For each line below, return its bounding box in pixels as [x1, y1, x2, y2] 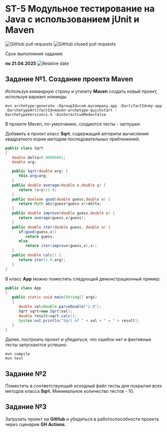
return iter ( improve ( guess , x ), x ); [25, 243, 97, 248]
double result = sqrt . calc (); [18, 313, 77, 319]
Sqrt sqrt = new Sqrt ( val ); [18, 309, 72, 314]
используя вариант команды [5, 93, 66, 99]
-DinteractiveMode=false [54, 112, 106, 117]
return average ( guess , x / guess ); [18, 215, 86, 220]
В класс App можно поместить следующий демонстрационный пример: [5, 275, 161, 281]
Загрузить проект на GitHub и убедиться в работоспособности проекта [5, 416, 159, 422]
